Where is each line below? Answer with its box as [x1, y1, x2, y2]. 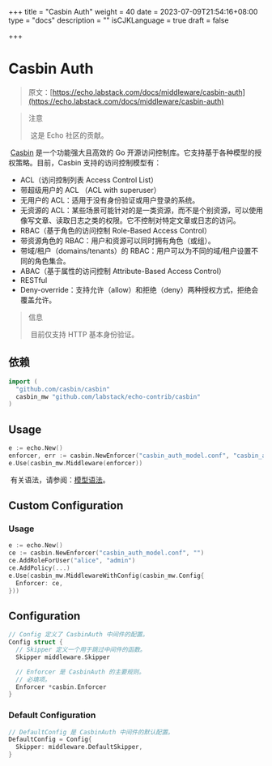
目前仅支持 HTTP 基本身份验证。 [30, 329, 139, 339]
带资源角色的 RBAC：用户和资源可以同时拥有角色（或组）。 [19, 235, 216, 246]
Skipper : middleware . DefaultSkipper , [15, 743, 143, 751]
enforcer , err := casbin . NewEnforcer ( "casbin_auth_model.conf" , [8, 451, 230, 460]
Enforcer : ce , [15, 579, 63, 587]
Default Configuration [8, 709, 96, 721]
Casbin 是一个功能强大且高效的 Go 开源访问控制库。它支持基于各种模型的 [10, 148, 255, 157]
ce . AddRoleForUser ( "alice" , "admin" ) [8, 557, 136, 565]
